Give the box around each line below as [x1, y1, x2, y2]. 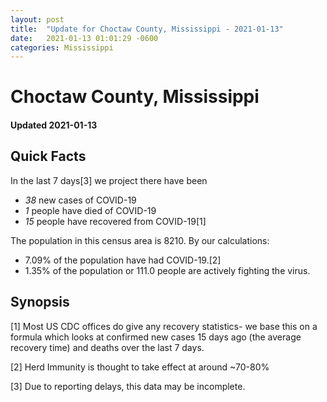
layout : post [10, 14, 65, 25]
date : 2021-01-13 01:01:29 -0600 [10, 33, 159, 43]
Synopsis [10, 294, 70, 311]
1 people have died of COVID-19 [24, 204, 157, 216]
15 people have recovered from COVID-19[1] [24, 215, 207, 227]
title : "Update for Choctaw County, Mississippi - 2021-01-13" [10, 24, 284, 34]
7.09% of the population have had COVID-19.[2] [24, 254, 222, 266]
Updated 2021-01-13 [10, 119, 98, 131]
